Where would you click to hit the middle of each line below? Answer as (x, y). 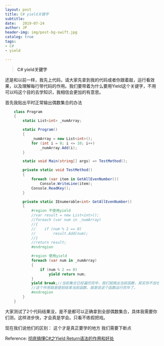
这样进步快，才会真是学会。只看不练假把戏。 (63, 317)
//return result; (49, 243)
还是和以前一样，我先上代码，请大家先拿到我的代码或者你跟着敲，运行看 (78, 80)
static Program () (40, 130)
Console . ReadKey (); (51, 188)
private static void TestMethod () (58, 170)
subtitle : (15, 19)
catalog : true (20, 37)
